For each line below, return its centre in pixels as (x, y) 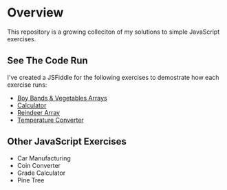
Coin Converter (39, 165)
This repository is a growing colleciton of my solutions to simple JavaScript (113, 32)
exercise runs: (27, 85)
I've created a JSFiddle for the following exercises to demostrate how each (113, 77)
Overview (35, 13)
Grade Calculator (41, 173)
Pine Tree (31, 180)
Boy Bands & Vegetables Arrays (62, 98)
